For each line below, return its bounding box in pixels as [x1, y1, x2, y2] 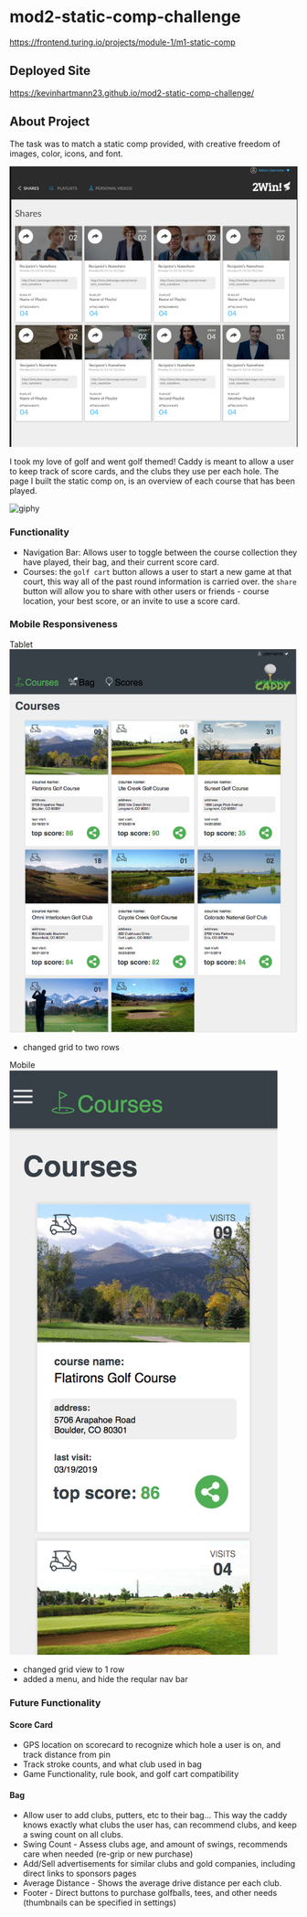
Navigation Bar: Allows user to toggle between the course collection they [22, 547, 298, 558]
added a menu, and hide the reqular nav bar [22, 1673, 189, 1684]
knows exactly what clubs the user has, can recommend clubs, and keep [22, 1819, 297, 1830]
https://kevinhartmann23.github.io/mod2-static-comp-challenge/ [9, 87, 254, 98]
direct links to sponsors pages [22, 1868, 137, 1880]
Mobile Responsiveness [9, 618, 119, 631]
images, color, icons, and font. [9, 148, 123, 159]
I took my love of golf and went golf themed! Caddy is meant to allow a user [9, 456, 294, 467]
